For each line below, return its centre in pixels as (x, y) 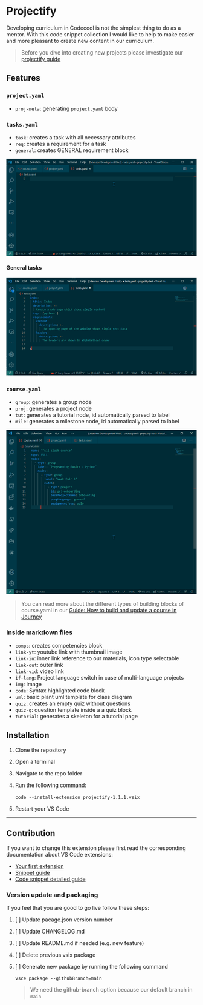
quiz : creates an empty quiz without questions (73, 703)
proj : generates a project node (53, 409)
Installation (28, 735)
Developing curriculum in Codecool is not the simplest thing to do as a (94, 28)
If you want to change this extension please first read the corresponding (96, 848)
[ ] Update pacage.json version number (64, 920)
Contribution (31, 833)
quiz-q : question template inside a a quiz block (73, 709)
